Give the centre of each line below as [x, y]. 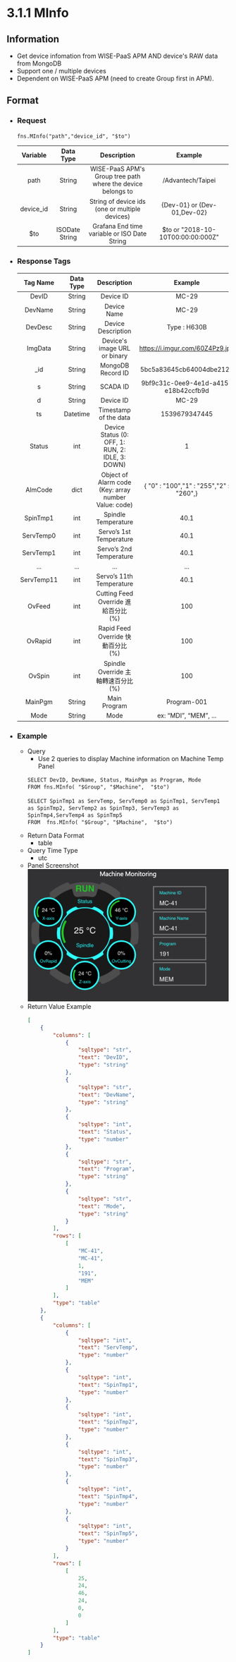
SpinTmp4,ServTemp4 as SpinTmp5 [75, 815]
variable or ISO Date [118, 233]
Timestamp [114, 410]
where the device [118, 184]
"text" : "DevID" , [103, 1057]
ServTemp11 [39, 580]
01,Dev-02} [189, 212]
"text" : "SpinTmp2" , [108, 1422]
